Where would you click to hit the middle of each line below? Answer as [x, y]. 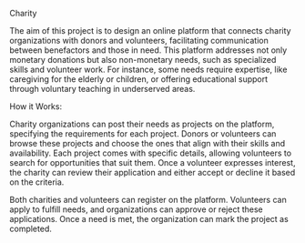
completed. [30, 228]
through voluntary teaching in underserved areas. [102, 89]
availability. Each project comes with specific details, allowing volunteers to [151, 153]
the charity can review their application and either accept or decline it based [152, 172]
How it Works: [36, 106]
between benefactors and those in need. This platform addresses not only [148, 50]
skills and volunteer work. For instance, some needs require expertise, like [148, 69]
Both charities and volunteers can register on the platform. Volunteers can [148, 200]
